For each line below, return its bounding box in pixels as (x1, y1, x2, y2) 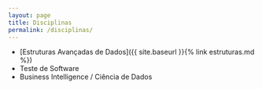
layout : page (8, 11, 51, 20)
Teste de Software (19, 64, 79, 73)
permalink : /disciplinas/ (8, 26, 93, 34)
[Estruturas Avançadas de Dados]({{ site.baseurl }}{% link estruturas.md (19, 48, 255, 57)
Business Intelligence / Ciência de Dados (19, 72, 153, 82)
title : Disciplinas (8, 19, 72, 27)
